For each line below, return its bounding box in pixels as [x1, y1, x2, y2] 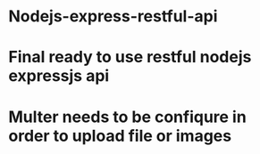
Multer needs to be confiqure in [8, 107, 247, 126]
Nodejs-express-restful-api [8, 6, 218, 27]
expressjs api [8, 66, 110, 86]
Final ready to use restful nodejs [8, 47, 252, 68]
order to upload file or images [8, 126, 232, 146]
